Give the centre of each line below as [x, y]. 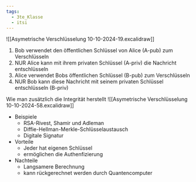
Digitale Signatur [43, 136]
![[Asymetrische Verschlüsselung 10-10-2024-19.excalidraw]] [80, 39]
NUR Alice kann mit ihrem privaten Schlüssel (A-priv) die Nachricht [95, 63]
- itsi [19, 22]
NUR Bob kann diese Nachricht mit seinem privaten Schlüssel [89, 82]
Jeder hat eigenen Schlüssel [58, 148]
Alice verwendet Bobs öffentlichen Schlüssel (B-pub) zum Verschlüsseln [102, 75]
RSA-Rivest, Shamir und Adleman [64, 123]
